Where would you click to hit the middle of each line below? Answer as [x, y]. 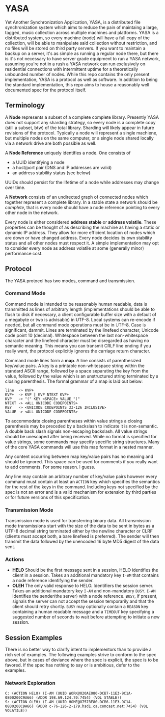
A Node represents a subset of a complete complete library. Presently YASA [82, 117]
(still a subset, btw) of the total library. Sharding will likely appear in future [80, 128]
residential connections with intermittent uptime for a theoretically [72, 69]
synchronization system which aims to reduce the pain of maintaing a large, [82, 27]
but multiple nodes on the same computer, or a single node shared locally [79, 138]
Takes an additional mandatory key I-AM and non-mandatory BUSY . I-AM [84, 591]
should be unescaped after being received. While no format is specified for [81, 436]
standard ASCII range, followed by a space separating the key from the [77, 371]
